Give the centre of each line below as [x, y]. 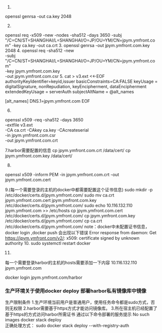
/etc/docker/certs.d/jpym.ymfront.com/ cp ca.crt [54, 221]
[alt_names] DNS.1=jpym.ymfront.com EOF [48, 101]
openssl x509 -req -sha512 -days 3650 [44, 120]
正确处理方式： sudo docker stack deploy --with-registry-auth [67, 326]
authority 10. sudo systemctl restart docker [48, 243]
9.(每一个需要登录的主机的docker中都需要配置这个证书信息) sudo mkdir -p [79, 190]
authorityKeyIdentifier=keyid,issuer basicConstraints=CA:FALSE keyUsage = [81, 81]
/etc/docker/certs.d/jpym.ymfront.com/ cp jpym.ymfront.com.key [70, 216]
